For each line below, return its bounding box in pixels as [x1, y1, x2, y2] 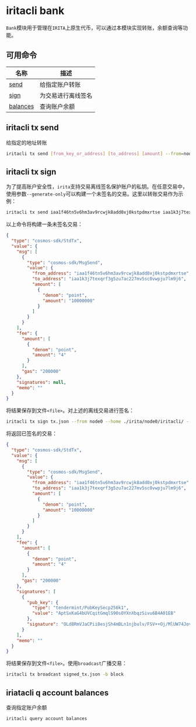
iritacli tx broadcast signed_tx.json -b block [6, 671, 124, 677]
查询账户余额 [40, 102, 75, 111]
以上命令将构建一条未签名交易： [6, 221, 83, 228]
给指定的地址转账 [6, 139, 47, 146]
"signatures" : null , [16, 379, 66, 385]
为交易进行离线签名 [40, 91, 93, 100]
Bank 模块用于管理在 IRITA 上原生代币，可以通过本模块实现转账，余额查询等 [6, 24, 183, 31]
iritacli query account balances [6, 715, 87, 721]
